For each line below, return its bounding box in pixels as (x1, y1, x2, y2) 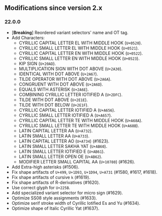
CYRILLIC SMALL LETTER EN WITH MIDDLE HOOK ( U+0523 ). (18, 55, 140, 61)
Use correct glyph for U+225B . (11, 184, 71, 190)
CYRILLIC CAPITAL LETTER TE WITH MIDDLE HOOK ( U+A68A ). (18, 117, 143, 123)
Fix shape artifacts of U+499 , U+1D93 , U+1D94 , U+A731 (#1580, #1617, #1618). (11, 169, 158, 175)
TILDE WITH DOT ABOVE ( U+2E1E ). (18, 97, 88, 103)
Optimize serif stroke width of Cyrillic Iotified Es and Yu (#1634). (11, 200, 141, 206)
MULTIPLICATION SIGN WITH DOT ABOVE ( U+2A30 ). (18, 66, 123, 72)
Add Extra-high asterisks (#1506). (11, 164, 80, 170)
